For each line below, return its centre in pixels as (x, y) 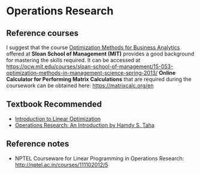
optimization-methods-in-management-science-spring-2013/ (82, 73)
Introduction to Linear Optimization (58, 118)
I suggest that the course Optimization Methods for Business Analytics (93, 47)
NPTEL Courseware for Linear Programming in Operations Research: (99, 158)
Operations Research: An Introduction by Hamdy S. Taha (84, 125)
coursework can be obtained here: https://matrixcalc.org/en (80, 86)
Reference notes (38, 144)
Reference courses (43, 33)
